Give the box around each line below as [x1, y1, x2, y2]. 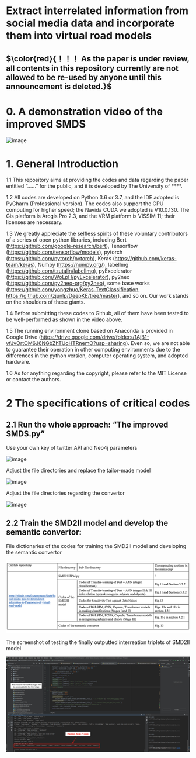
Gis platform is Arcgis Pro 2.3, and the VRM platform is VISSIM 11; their [6, 212, 176, 220]
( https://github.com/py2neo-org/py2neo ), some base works [6, 280, 150, 287]
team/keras [6, 261, 33, 268]
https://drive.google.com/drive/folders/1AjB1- [40, 333, 150, 340]
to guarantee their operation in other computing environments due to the [6, 346, 180, 353]
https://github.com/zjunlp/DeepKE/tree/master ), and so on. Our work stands [6, 292, 189, 299]
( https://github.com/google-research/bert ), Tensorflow [6, 243, 138, 250]
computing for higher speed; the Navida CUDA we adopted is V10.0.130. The [6, 206, 190, 213]
